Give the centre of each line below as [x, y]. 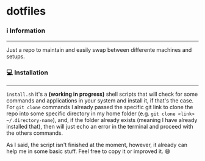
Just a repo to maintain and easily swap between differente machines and [99, 50]
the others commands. [35, 133]
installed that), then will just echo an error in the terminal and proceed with [100, 126]
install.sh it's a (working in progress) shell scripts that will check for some [102, 94]
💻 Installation [27, 73]
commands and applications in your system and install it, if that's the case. [100, 100]
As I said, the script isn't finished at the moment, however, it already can [97, 145]
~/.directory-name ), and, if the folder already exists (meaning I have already [102, 120]
